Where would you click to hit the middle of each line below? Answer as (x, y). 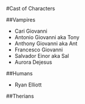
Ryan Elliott (28, 85)
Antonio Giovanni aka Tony (47, 37)
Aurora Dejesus (33, 62)
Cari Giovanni (31, 31)
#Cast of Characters (31, 8)
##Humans (20, 73)
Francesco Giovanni (39, 50)
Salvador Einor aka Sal (42, 56)
